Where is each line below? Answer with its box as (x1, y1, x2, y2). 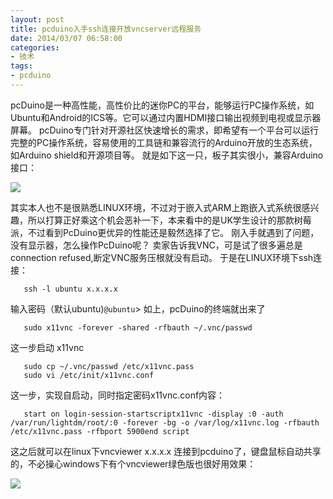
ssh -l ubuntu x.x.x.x (23, 284, 118, 294)
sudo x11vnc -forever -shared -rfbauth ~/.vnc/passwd (23, 322, 253, 333)
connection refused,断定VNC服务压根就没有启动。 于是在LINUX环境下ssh (10, 251, 314, 263)
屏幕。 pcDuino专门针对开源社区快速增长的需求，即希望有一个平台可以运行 (10, 124, 319, 136)
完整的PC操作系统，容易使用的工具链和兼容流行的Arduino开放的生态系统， (10, 136, 318, 148)
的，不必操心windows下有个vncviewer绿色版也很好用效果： (10, 457, 257, 470)
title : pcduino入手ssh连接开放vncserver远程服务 (10, 24, 202, 34)
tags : (10, 61, 33, 71)
